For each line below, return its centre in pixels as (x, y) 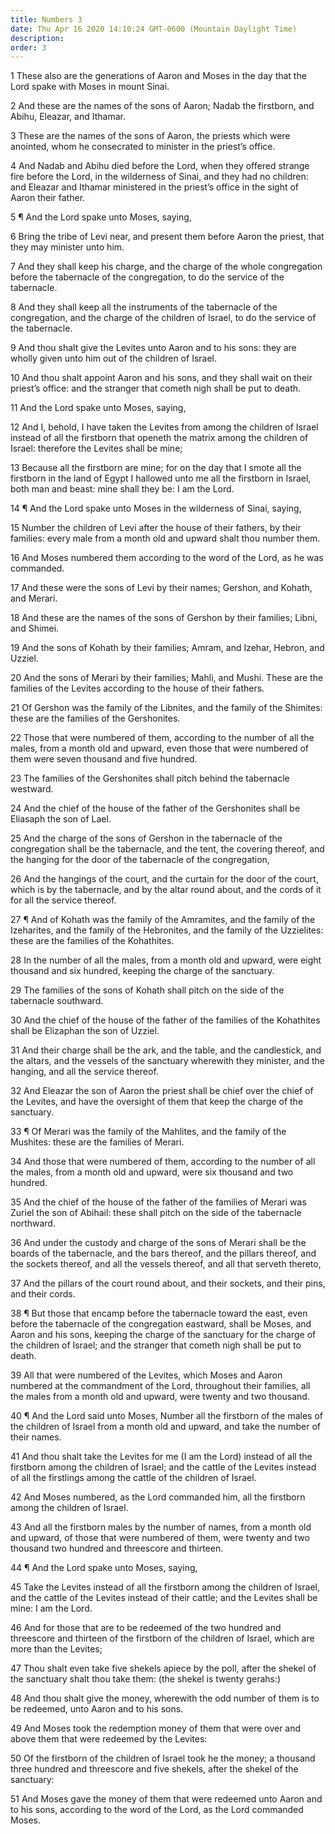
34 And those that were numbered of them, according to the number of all (163, 1162)
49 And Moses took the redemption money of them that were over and (156, 1728)
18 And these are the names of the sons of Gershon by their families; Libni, (164, 618)
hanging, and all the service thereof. (84, 1072)
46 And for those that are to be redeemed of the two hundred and (146, 1628)
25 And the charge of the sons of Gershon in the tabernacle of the (146, 838)
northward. (33, 1223)
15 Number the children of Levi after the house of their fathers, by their (156, 528)
